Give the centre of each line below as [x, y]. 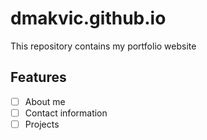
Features [38, 77]
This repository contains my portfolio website [103, 46]
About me [45, 101]
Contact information [66, 113]
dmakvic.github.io [88, 18]
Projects [42, 124]
